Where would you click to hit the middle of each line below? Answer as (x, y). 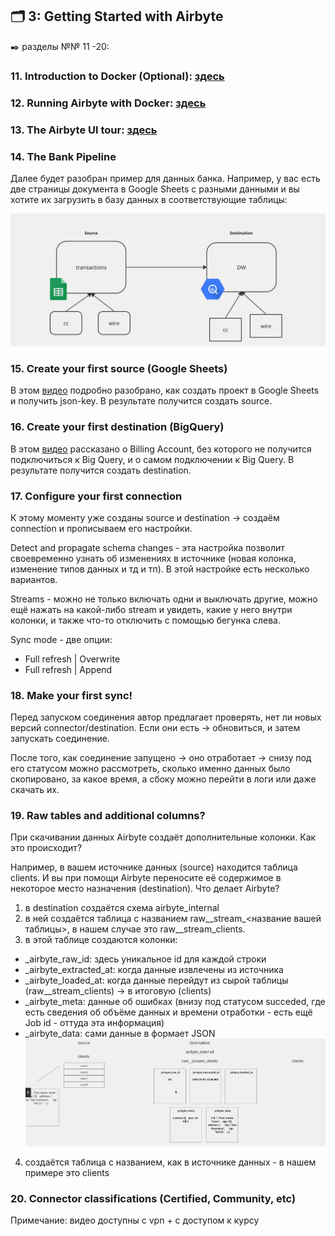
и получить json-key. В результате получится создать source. (141, 401)
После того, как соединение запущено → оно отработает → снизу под (161, 758)
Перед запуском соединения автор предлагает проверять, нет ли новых (166, 717)
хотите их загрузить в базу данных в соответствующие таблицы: (149, 199)
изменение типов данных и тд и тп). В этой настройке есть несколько (160, 569)
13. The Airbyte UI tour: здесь (84, 130)
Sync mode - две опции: (61, 639)
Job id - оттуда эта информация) (94, 1023)
